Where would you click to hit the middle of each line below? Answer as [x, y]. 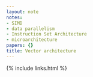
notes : [14, 17]
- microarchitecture [32, 40]
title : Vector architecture [41, 51]
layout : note [22, 12]
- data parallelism [31, 29]
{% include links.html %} [37, 68]
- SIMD [14, 23]
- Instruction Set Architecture [46, 34]
